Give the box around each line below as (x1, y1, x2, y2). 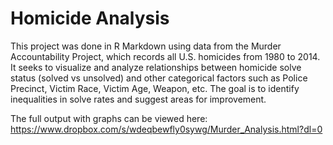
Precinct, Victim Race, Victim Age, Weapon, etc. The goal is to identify (10, 82, 300, 94)
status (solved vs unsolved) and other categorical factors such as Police (10, 72, 308, 84)
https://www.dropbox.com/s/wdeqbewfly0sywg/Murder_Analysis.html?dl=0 (10, 123, 323, 135)
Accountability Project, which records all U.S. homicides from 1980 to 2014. (10, 50, 321, 62)
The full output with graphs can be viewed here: (10, 112, 208, 124)
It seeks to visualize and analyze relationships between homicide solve (10, 61, 302, 73)
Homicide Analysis (10, 7, 170, 30)
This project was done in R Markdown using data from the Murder (10, 40, 282, 52)
